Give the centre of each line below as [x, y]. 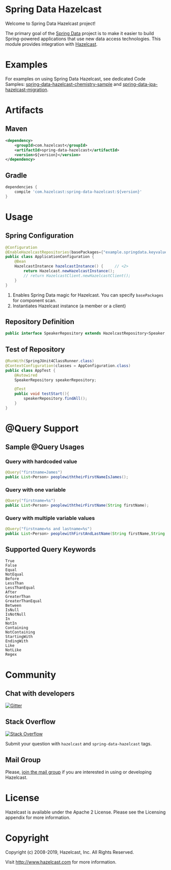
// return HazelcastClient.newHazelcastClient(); [77, 276]
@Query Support [42, 428]
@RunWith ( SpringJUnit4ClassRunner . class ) [50, 361]
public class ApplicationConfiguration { [50, 257]
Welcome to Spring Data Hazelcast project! [50, 23]
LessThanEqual [20, 588]
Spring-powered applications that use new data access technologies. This [83, 39]
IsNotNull [16, 615]
